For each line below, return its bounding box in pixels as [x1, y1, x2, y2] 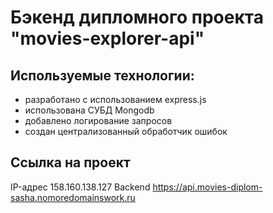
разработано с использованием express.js [24, 94, 207, 105]
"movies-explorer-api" [10, 27, 205, 50]
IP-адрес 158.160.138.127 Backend [10, 181, 151, 193]
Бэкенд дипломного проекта [10, 6, 264, 29]
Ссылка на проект [10, 154, 131, 171]
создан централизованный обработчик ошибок [24, 126, 228, 137]
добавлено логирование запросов [24, 115, 173, 126]
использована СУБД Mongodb [24, 104, 155, 116]
